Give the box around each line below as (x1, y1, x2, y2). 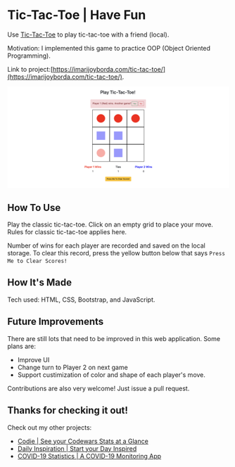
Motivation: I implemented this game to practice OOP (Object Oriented (7, 44, 211, 52)
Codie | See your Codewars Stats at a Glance (17, 437, 149, 445)
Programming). (7, 51, 51, 60)
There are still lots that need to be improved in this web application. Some (7, 334, 220, 343)
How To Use (7, 201, 61, 214)
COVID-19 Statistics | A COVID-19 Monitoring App (17, 452, 162, 460)
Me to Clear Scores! (7, 257, 68, 265)
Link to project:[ (7, 65, 53, 73)
